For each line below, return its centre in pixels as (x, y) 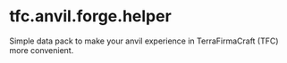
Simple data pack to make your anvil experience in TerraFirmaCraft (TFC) (144, 41)
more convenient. (42, 50)
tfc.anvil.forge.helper (90, 16)
